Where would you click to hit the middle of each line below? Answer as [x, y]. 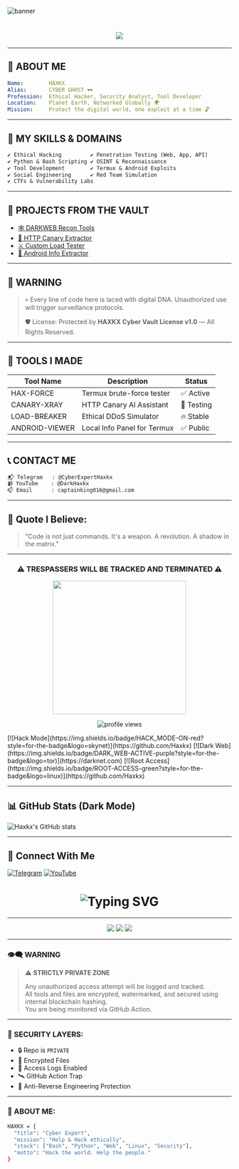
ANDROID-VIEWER [43, 427]
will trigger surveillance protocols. [74, 307]
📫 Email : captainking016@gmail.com [71, 490]
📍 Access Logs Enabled [52, 1068]
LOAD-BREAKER [39, 416]
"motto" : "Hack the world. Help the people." [83, 1153]
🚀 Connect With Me [51, 856]
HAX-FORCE [33, 393]
